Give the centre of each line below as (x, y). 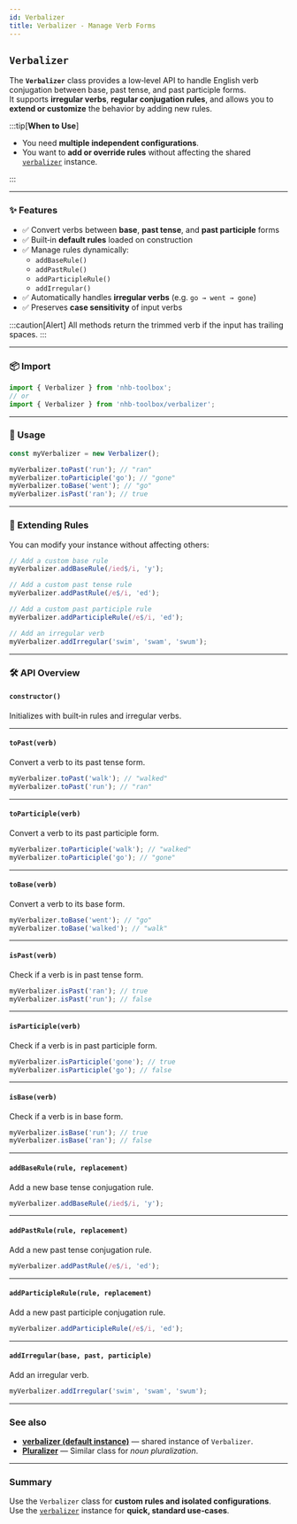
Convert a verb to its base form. (67, 903)
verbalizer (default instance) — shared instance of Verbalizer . (137, 1441)
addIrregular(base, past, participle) (80, 1356)
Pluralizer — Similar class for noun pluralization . (110, 1451)
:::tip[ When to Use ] (44, 126)
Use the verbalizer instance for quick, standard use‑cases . (119, 1511)
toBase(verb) (33, 885)
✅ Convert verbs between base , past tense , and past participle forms (151, 229)
